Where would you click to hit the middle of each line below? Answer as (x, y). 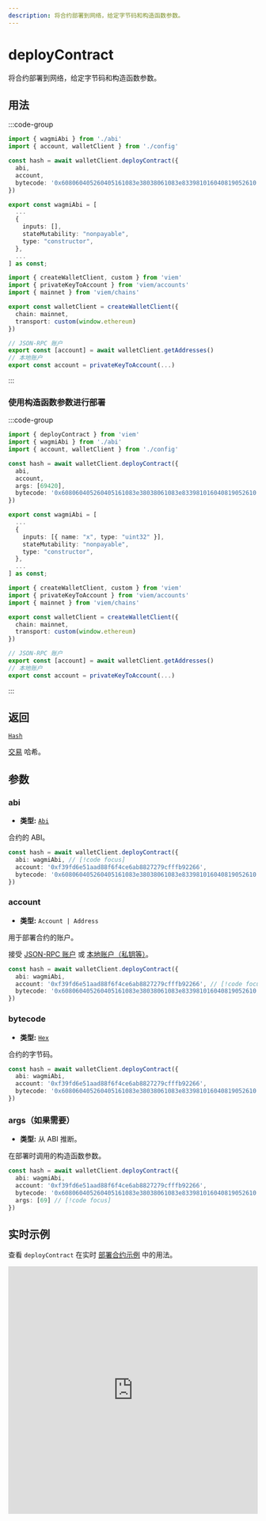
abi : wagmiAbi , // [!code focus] (70, 860)
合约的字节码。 (32, 1054)
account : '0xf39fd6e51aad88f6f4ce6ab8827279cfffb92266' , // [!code (129, 984)
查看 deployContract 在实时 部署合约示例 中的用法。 (92, 1255)
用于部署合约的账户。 (43, 937)
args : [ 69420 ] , (40, 486)
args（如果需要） (42, 1120)
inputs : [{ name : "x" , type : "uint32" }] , (93, 537)
